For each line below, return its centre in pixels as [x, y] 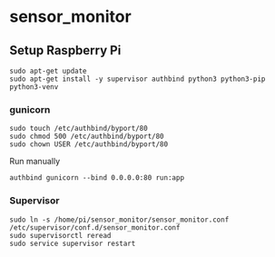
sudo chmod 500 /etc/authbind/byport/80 [87, 137]
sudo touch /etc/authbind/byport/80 [79, 129]
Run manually [35, 162]
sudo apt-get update [49, 71]
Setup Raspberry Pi [65, 50]
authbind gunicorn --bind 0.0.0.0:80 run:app [97, 178]
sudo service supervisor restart [73, 243]
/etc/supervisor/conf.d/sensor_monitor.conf [95, 227]
